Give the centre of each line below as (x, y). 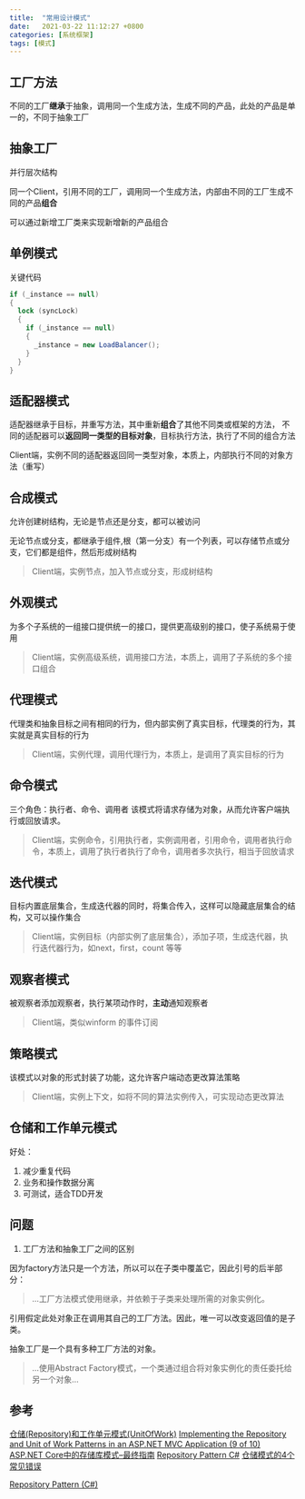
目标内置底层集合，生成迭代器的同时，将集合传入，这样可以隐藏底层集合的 (148, 906)
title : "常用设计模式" (50, 18)
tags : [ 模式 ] (33, 43)
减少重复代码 (46, 1171)
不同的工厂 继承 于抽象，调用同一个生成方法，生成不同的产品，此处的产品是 (148, 106)
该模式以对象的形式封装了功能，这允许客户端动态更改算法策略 (125, 1077)
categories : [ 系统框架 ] (51, 35)
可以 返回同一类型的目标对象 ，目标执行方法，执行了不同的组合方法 (172, 436)
